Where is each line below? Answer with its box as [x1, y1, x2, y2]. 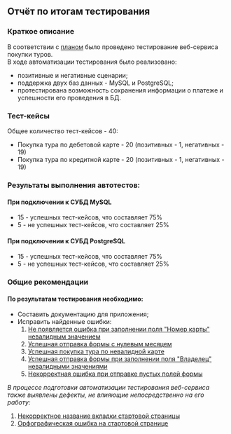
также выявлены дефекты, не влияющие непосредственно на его [7, 391, 204, 399]
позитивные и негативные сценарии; [17, 71, 128, 79]
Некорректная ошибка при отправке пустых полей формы [27, 369, 203, 378]
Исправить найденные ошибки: [17, 318, 112, 326]
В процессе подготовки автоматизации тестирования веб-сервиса [7, 384, 210, 392]
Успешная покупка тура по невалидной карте [27, 347, 164, 356]
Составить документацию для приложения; [17, 310, 149, 318]
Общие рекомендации [7, 277, 89, 287]
